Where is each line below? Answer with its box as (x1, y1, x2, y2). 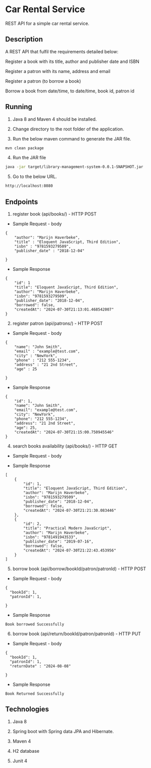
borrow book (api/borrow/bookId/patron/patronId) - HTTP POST (12, 566, 146, 572)
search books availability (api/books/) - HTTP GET (12, 443, 118, 449)
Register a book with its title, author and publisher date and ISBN (5, 58, 140, 64)
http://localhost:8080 (5, 184, 53, 189)
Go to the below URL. (12, 173, 57, 180)
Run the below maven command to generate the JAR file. (12, 135, 131, 142)
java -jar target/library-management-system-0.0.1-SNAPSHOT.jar (5, 164, 143, 169)
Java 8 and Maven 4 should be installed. (12, 116, 97, 122)
